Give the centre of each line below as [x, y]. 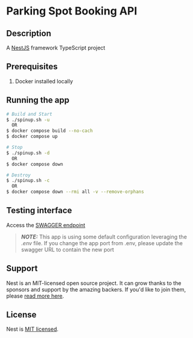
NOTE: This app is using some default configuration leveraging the [104, 237]
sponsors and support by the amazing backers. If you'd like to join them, [96, 289]
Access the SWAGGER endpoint [46, 225]
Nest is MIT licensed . [33, 329]
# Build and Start [29, 114]
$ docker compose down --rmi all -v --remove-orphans [75, 192]
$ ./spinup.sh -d [28, 153]
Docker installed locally [44, 81]
